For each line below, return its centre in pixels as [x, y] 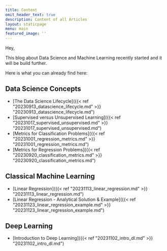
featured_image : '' [26, 33]
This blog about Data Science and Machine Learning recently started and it [84, 58]
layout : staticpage [26, 24]
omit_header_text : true [30, 15]
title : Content [21, 10]
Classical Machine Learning [50, 176]
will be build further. [26, 63]
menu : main [17, 29]
